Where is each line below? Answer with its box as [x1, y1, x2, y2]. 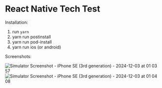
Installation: [5, 19, 28, 25]
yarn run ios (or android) [12, 44, 61, 50]
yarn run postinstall [12, 34, 51, 40]
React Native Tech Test [5, 3, 101, 15]
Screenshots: [5, 53, 32, 59]
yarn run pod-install [12, 39, 52, 44]
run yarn [12, 29, 29, 34]
